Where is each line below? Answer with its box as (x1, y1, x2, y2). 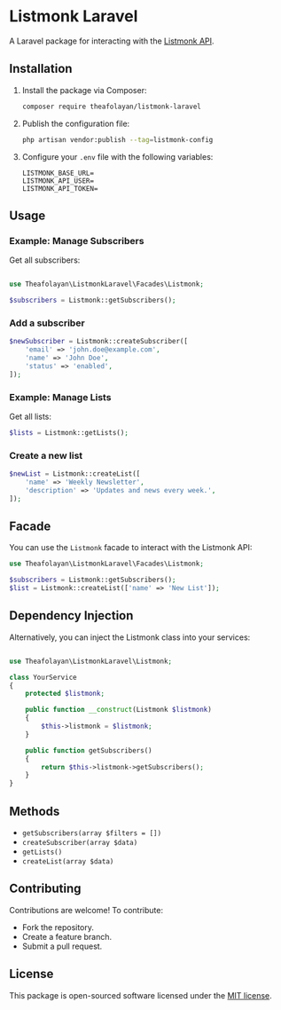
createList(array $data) (21, 857, 114, 866)
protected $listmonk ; (25, 690, 105, 698)
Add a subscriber (9, 317, 86, 329)
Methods (9, 803, 60, 818)
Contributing (9, 881, 82, 896)
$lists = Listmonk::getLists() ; (9, 428, 129, 437)
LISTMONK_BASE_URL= (21, 169, 95, 178)
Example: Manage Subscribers (9, 234, 144, 247)
